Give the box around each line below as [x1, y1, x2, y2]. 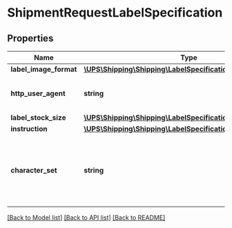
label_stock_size [10, 113, 66, 122]
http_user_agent [10, 88, 66, 98]
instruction [10, 124, 48, 133]
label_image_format [10, 64, 77, 74]
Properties [7, 32, 54, 44]
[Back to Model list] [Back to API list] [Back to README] [7, 213, 166, 222]
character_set [10, 166, 57, 175]
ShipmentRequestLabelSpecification [7, 5, 223, 21]
